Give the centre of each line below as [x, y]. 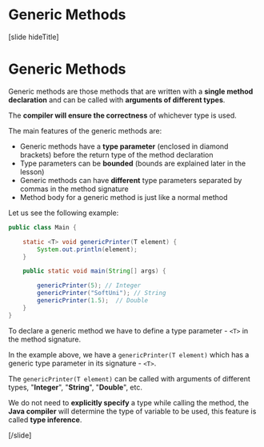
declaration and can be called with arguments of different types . [117, 100]
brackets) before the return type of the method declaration [116, 154]
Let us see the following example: [64, 213]
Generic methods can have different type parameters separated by [131, 180]
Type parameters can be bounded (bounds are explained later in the [133, 163]
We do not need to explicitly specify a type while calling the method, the [129, 402]
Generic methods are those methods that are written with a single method [131, 91]
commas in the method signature [74, 189]
